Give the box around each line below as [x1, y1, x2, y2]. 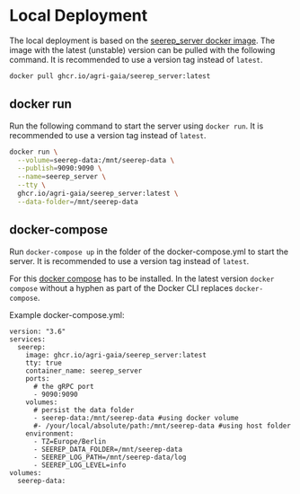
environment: [25, 428, 75, 438]
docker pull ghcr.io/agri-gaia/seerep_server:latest [9, 71, 211, 81]
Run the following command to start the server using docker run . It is [9, 120, 264, 131]
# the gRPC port [32, 382, 94, 391]
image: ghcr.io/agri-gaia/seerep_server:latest [25, 350, 207, 359]
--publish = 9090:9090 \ [17, 163, 102, 173]
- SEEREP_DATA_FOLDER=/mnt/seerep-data [32, 445, 182, 454]
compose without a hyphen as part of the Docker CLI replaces [9, 282, 234, 293]
